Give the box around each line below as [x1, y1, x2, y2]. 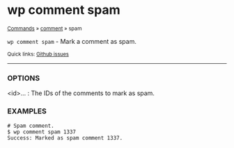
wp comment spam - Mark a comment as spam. [7, 37, 137, 45]
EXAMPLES [7, 106, 47, 116]
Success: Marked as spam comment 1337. [7, 134, 123, 141]
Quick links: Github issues [7, 51, 70, 58]
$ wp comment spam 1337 [7, 128, 77, 135]
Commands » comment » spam [7, 25, 82, 32]
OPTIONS [7, 73, 40, 83]
